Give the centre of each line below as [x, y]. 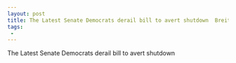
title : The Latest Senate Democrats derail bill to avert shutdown [108, 20]
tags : [15, 27]
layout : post [26, 14]
